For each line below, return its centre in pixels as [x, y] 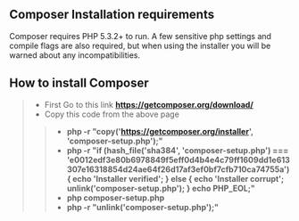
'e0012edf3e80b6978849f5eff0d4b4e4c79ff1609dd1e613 [178, 160]
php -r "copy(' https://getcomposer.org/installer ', [160, 131]
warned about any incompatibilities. [75, 55]
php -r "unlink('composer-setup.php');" [143, 207]
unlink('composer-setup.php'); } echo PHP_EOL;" [161, 188]
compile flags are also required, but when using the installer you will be [140, 45]
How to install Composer [79, 83]
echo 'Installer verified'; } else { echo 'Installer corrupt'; [179, 178]
